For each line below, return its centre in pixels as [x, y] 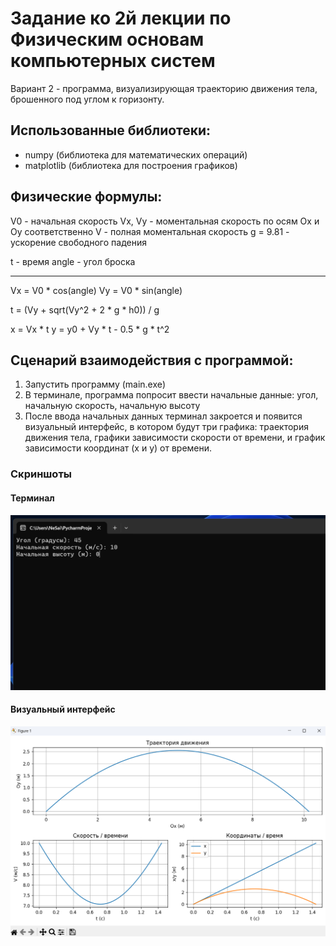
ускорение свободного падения [78, 242]
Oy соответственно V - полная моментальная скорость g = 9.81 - [150, 231]
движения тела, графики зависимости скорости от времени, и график [175, 438]
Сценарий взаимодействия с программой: [152, 360]
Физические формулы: [86, 197]
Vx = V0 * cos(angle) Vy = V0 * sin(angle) [96, 290]
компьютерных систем [113, 61]
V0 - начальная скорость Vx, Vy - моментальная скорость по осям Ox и [165, 221]
